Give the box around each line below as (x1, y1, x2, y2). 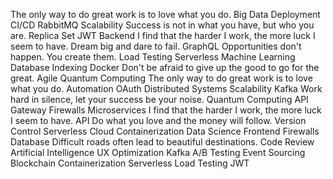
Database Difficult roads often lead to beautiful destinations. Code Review (10, 136, 315, 148)
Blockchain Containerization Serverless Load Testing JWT (10, 157, 250, 169)
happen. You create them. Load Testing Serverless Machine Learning (10, 51, 296, 63)
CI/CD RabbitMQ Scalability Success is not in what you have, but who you (10, 19, 315, 31)
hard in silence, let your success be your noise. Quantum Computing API (10, 94, 309, 105)
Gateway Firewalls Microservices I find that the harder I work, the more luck (10, 104, 322, 116)
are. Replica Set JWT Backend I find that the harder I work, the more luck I (10, 30, 316, 41)
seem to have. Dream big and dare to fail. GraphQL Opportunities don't (10, 40, 302, 52)
